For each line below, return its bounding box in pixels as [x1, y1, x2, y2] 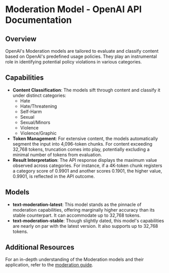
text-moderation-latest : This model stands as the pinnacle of [12, 201, 142, 208]
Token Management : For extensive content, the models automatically [12, 135, 158, 142]
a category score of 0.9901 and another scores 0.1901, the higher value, [12, 167, 162, 174]
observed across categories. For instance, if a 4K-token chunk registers [12, 162, 162, 168]
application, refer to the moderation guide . [5, 262, 94, 268]
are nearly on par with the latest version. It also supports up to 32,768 [12, 223, 158, 229]
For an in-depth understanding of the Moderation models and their [5, 256, 144, 262]
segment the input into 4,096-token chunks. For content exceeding [12, 141, 153, 147]
